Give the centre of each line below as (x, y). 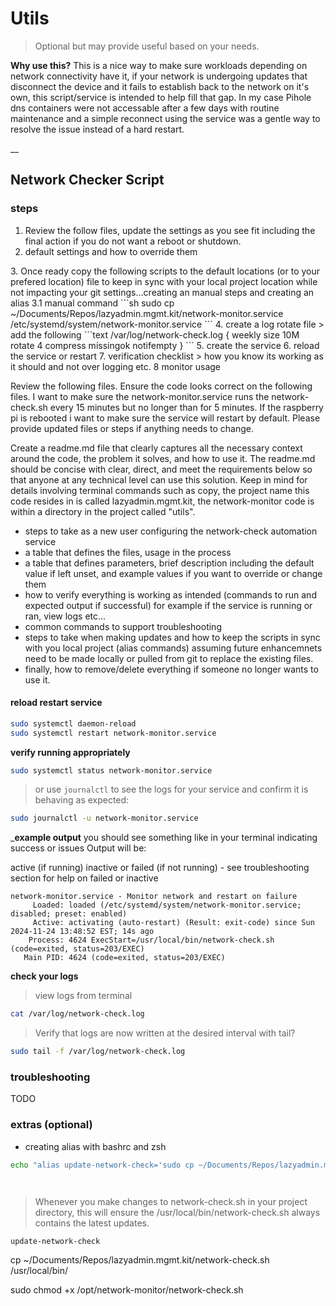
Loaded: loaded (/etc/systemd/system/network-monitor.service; (167, 905)
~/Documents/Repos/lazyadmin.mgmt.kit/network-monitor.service (147, 313)
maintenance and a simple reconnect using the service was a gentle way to (165, 118)
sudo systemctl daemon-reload (73, 723)
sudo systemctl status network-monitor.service (111, 770)
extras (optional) (51, 1125)
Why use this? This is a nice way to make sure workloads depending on (159, 65)
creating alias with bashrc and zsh (95, 1146)
